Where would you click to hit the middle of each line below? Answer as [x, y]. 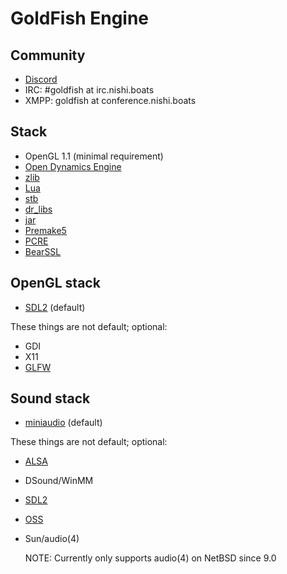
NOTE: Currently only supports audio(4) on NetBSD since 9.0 [150, 558]
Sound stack [50, 398]
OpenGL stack [55, 283]
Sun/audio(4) [52, 539]
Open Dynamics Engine [73, 166]
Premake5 [45, 230]
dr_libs [38, 209]
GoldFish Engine [80, 18]
